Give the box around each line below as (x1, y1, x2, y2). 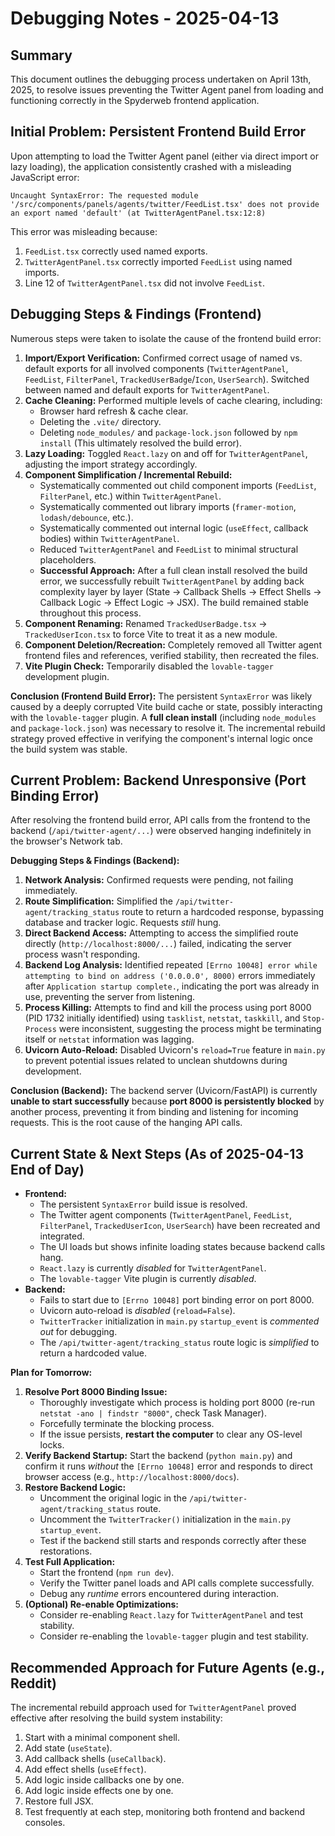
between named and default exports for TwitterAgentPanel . (24, 383, 270, 396)
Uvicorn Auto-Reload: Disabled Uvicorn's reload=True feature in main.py (24, 1044, 326, 1056)
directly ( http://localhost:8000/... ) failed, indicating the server (24, 938, 292, 950)
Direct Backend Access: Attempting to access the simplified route (24, 927, 299, 939)
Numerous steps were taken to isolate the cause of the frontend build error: (10, 332, 322, 344)
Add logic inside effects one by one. (24, 1785, 174, 1797)
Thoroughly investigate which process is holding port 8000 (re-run (39, 1397, 316, 1409)
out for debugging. (39, 1326, 118, 1338)
